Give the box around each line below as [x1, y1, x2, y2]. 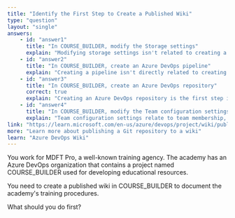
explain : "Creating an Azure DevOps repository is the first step [25, 95, 224, 102]
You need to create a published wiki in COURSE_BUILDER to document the [7, 182, 222, 190]
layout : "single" [7, 23, 58, 30]
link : [7, 121, 23, 128]
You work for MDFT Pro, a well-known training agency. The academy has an [7, 154, 227, 162]
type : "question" [7, 17, 58, 24]
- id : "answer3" [20, 75, 68, 83]
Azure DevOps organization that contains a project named [7, 161, 175, 169]
